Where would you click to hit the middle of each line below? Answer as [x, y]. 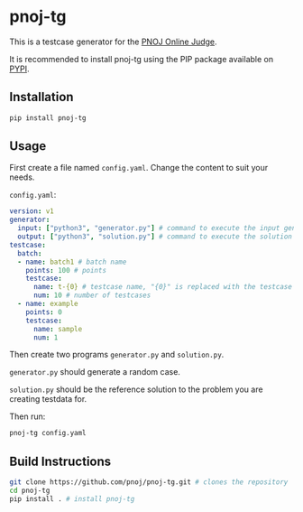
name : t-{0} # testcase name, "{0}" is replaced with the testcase [163, 287]
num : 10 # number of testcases [92, 295]
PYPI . [19, 69]
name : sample [58, 329]
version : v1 [32, 211]
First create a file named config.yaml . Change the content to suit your [139, 168]
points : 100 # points [66, 270]
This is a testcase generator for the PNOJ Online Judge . [114, 42]
